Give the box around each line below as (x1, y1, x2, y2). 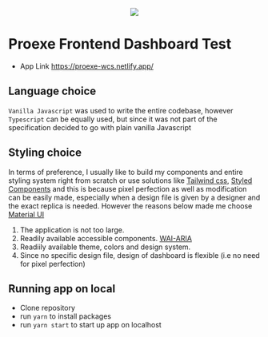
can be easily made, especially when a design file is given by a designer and (8, 192, 261, 202)
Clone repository (19, 303, 76, 313)
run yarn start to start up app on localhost (19, 320, 162, 330)
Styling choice (8, 146, 82, 160)
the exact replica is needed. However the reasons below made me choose (8, 200, 253, 211)
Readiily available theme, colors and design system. (19, 242, 191, 252)
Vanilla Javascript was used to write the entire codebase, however (8, 105, 234, 115)
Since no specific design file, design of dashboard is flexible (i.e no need (19, 250, 260, 260)
